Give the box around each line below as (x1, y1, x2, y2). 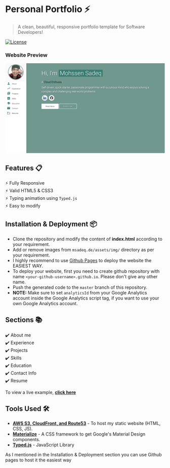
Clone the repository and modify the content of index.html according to (12, 236, 163, 242)
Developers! (17, 29, 43, 35)
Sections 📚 (5, 316, 42, 324)
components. (12, 437, 40, 443)
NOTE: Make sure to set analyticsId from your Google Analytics (12, 289, 147, 295)
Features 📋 (5, 163, 42, 172)
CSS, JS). (12, 426, 33, 432)
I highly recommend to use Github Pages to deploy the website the (12, 257, 152, 263)
